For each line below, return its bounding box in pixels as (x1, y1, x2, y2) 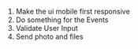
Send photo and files (15, 32, 84, 41)
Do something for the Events (15, 15, 109, 24)
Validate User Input (15, 24, 79, 32)
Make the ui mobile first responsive (15, 7, 130, 16)
